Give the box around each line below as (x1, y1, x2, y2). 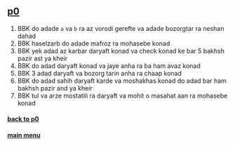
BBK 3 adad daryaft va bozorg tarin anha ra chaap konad (17, 69, 182, 77)
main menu (7, 131, 41, 139)
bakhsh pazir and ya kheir (17, 84, 93, 92)
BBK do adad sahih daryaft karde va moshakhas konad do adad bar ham (17, 77, 227, 85)
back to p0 (7, 115, 39, 124)
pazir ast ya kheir (17, 54, 68, 62)
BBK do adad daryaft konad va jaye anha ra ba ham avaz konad (17, 61, 201, 69)
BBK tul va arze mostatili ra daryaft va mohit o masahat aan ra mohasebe (17, 91, 228, 100)
